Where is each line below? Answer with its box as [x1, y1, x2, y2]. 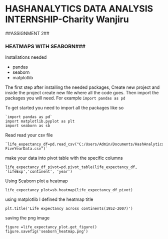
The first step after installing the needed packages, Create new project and [5, 84, 160, 90]
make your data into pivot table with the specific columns [5, 155, 123, 161]
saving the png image [5, 215, 50, 221]
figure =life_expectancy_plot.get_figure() [5, 224, 97, 230]
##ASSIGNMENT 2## [5, 30, 49, 36]
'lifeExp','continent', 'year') [5, 169, 72, 174]
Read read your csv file [5, 132, 53, 138]
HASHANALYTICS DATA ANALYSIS [5, 3, 153, 15]
